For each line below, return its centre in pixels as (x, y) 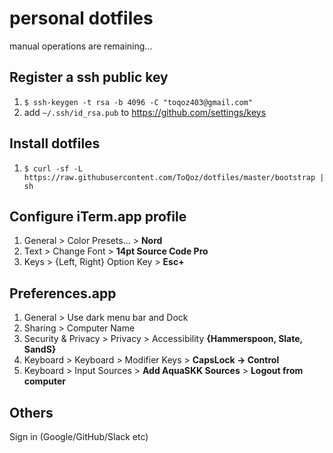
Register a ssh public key (89, 77)
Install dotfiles (55, 143)
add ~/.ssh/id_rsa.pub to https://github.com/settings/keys (145, 112)
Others (31, 412)
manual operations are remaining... (81, 46)
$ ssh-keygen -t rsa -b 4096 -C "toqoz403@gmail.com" (138, 102)
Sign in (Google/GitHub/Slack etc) (79, 436)
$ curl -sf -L (53, 168)
